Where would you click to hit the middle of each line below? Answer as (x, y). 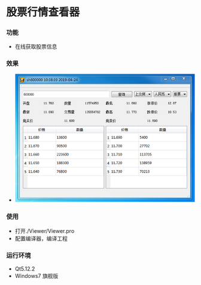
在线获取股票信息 (36, 47)
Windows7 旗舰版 (36, 276)
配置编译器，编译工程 (41, 238)
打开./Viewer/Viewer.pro (45, 231)
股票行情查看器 (43, 12)
